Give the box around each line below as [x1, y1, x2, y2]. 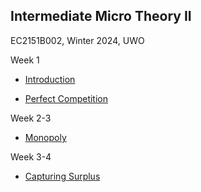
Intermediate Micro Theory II [10, 8, 192, 25]
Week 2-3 [10, 112, 52, 124]
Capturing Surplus [24, 170, 101, 182]
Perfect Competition [24, 92, 108, 104]
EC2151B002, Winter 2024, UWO [10, 34, 145, 46]
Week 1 [10, 54, 40, 66]
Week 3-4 [10, 150, 52, 163]
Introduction [24, 73, 76, 85]
